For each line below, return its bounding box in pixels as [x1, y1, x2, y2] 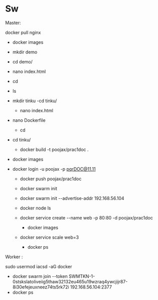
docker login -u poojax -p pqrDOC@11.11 [12, 166, 96, 172]
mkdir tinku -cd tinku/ [12, 98, 57, 104]
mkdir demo [12, 49, 38, 55]
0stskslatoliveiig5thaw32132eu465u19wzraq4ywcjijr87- [12, 278, 128, 284]
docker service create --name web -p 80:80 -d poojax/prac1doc [20, 214, 153, 220]
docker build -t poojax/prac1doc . [20, 146, 89, 153]
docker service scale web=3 [20, 234, 79, 240]
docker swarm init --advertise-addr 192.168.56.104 [20, 195, 124, 201]
